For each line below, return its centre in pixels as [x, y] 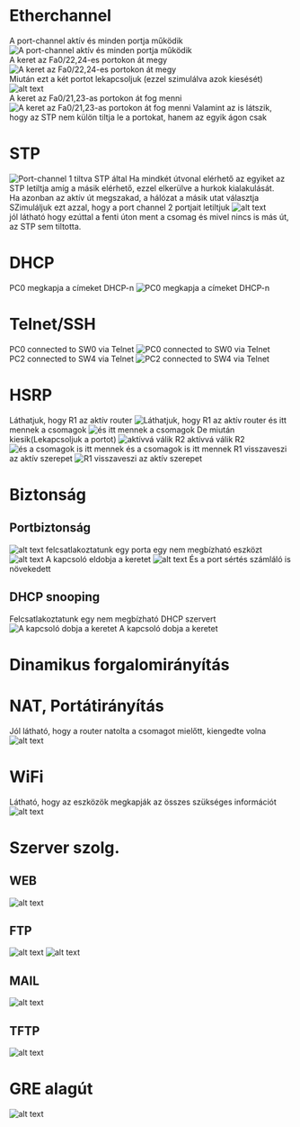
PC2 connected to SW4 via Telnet [72, 359]
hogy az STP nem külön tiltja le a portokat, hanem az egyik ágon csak [138, 117]
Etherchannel [61, 16]
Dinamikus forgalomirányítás [119, 664]
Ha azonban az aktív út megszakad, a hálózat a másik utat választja [134, 197]
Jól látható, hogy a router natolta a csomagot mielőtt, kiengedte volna [138, 731]
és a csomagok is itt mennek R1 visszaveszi [206, 449]
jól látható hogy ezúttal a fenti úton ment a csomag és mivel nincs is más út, [149, 216]
